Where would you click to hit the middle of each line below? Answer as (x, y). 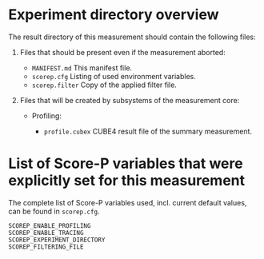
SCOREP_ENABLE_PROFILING (50, 225)
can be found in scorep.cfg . (54, 211)
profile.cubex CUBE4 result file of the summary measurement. (148, 131)
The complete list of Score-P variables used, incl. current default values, (128, 202)
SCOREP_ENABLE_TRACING (46, 233)
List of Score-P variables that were (126, 163)
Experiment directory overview (114, 15)
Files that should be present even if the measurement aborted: (122, 52)
